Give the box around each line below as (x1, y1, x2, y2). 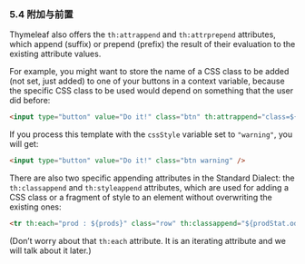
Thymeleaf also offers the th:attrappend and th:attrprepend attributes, (9, 29, 277, 40)
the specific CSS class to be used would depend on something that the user (9, 85, 294, 96)
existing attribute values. (9, 48, 102, 60)
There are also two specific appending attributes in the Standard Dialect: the (9, 172, 295, 183)
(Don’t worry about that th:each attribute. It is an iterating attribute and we (9, 235, 286, 246)
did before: (9, 95, 51, 106)
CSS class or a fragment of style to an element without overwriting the (9, 192, 272, 203)
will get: (9, 139, 39, 150)
